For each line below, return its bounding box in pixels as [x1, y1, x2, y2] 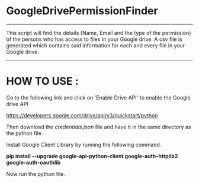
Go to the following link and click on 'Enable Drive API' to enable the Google [6, 94, 191, 101]
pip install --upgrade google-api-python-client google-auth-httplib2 [6, 152, 178, 159]
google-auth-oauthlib [6, 159, 61, 166]
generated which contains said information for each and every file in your [6, 41, 185, 49]
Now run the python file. [6, 170, 65, 177]
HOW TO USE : [6, 75, 79, 88]
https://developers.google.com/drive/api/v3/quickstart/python [6, 111, 158, 119]
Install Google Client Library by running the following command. [6, 141, 162, 148]
